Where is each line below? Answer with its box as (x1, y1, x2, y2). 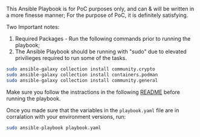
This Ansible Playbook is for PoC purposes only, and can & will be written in (6, 5, 195, 12)
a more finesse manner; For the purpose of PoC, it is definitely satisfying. (6, 12, 189, 19)
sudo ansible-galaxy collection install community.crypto (6, 66, 155, 72)
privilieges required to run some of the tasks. (15, 55, 127, 61)
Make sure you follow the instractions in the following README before (6, 88, 180, 96)
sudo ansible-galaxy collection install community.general (6, 77, 158, 84)
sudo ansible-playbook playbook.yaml (6, 124, 102, 131)
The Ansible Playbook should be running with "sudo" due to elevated (15, 48, 187, 55)
